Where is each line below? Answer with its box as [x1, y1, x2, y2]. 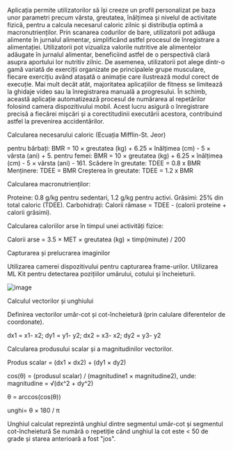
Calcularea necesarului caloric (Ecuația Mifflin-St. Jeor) [7, 130, 166, 139]
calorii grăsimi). [7, 209, 52, 216]
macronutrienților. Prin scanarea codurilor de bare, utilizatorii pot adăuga [7, 28, 216, 36]
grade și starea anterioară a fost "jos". [7, 435, 116, 442]
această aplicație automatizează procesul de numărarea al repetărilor [7, 95, 206, 103]
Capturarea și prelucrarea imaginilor [7, 249, 111, 257]
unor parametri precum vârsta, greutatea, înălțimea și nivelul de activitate [7, 13, 217, 22]
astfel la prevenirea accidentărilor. [7, 117, 104, 125]
